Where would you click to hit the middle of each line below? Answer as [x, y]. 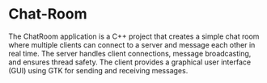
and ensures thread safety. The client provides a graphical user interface [130, 62]
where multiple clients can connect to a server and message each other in [132, 44]
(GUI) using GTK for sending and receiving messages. [98, 70]
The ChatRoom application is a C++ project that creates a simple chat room [134, 36]
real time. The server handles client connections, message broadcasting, [130, 53]
